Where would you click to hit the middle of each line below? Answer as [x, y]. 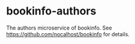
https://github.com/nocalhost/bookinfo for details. [68, 34]
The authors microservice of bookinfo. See [59, 28]
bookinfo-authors [51, 11]
